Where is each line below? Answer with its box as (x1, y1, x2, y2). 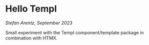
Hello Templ (5, 3, 57, 15)
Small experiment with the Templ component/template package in (5, 29, 144, 35)
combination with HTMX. (5, 35, 58, 41)
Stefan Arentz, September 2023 (5, 20, 73, 26)
